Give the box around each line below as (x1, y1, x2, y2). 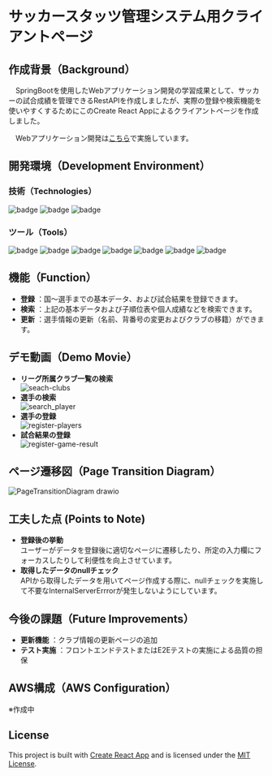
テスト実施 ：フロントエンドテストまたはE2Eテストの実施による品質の (19, 645, 256, 655)
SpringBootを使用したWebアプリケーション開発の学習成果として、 (15, 86, 239, 95)
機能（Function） (8, 271, 97, 285)
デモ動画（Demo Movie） (8, 351, 138, 364)
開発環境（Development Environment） (8, 159, 211, 173)
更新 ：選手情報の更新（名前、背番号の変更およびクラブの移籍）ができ (19, 314, 257, 324)
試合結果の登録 (19, 429, 71, 439)
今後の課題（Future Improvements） (8, 612, 195, 626)
